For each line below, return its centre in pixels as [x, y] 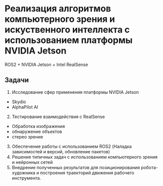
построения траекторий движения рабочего [87, 173]
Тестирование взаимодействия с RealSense [58, 117]
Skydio [19, 102]
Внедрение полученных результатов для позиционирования [76, 167]
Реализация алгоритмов [58, 9]
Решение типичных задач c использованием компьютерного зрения [85, 157]
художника [24, 173]
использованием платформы [69, 40]
